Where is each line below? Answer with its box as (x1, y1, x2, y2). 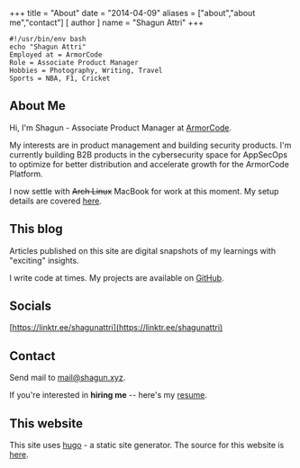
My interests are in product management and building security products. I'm (9, 139, 292, 150)
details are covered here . (9, 195, 102, 206)
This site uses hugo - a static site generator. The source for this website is (9, 440, 285, 451)
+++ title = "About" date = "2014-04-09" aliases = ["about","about (9, 8, 256, 18)
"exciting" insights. (9, 255, 79, 265)
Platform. (9, 168, 43, 179)
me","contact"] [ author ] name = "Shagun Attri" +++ (9, 17, 205, 28)
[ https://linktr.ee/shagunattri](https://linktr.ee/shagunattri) (9, 322, 223, 333)
